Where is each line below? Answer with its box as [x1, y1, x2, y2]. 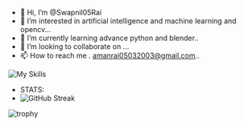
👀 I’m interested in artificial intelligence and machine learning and [19, 16, 237, 26]
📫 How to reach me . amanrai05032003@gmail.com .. [19, 51, 200, 60]
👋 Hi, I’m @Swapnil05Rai [19, 8, 102, 17]
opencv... [19, 25, 52, 34]
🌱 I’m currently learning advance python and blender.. [19, 33, 199, 43]
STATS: [19, 85, 45, 94]
